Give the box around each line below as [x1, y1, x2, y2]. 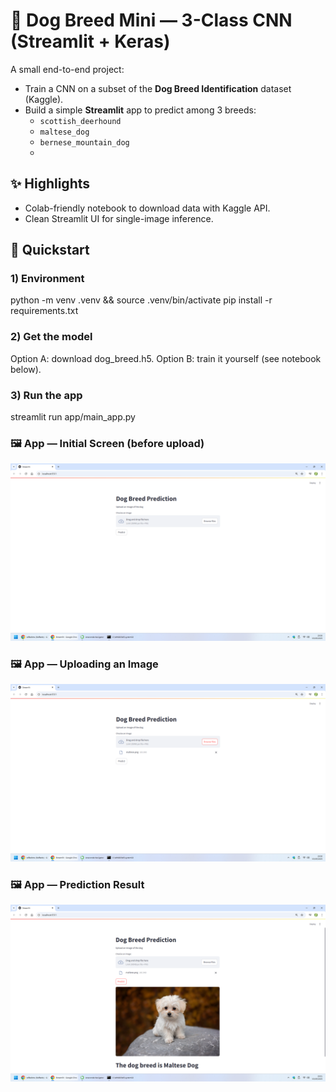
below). [10, 363, 42, 375]
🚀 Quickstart [10, 242, 90, 259]
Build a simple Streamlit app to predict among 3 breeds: [24, 104, 257, 116]
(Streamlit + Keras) [10, 30, 171, 53]
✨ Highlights [10, 175, 90, 193]
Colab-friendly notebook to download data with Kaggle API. [24, 202, 271, 214]
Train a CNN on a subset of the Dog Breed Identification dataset [24, 82, 292, 94]
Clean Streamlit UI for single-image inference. [24, 212, 214, 224]
